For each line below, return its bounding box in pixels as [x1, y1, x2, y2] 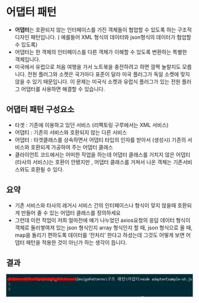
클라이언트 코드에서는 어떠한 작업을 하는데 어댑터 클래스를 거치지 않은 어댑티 [14, 151, 191, 158]
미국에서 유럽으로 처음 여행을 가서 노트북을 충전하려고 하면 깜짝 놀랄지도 [14, 63, 181, 70]
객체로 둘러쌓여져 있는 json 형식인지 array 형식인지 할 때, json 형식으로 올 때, [14, 224, 193, 231]
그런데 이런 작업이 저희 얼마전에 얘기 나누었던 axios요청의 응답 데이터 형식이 [14, 216, 191, 224]
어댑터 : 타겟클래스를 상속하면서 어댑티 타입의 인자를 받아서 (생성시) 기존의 [14, 136, 187, 143]
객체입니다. [14, 56, 41, 63]
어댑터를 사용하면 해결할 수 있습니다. [21, 85, 105, 93]
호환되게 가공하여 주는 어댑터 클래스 [30, 143, 114, 151]
